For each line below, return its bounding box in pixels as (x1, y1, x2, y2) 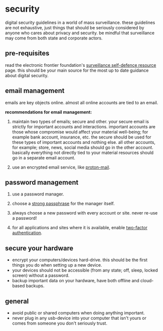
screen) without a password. (12, 273, 70, 278)
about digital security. (5, 72, 49, 78)
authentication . (12, 230, 42, 236)
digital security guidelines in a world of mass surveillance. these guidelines (5, 19, 155, 25)
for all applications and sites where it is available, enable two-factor (12, 225, 147, 231)
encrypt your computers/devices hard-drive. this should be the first (12, 257, 147, 263)
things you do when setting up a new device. (12, 262, 102, 268)
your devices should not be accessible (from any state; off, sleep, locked (12, 267, 158, 273)
